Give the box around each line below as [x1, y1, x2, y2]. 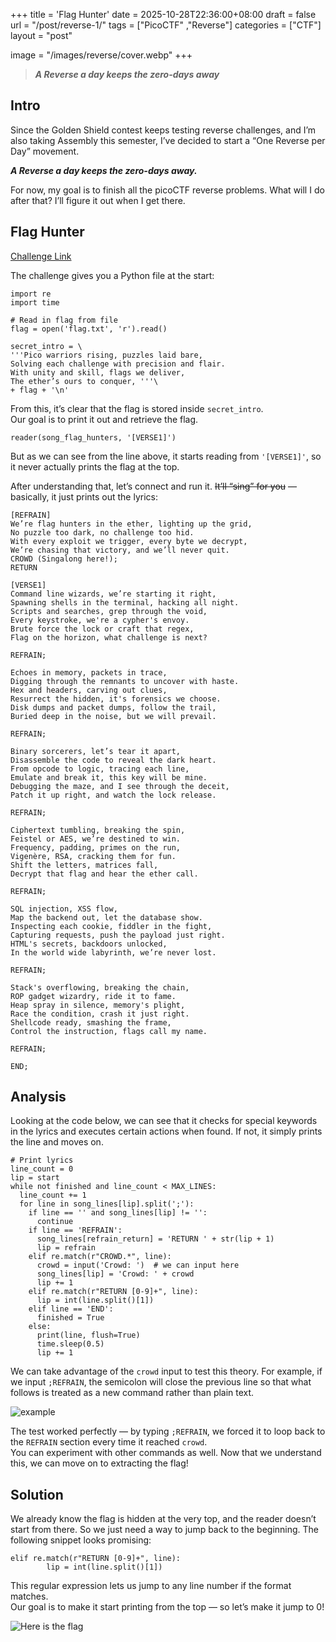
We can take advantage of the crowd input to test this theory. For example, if [10, 1365, 323, 1378]
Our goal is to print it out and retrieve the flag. [10, 413, 199, 425]
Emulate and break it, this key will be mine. [10, 772, 208, 783]
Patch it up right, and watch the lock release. [10, 790, 217, 800]
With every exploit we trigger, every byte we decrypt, [10, 536, 248, 546]
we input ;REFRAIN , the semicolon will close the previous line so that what [10, 1376, 312, 1388]
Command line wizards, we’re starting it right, [10, 589, 217, 599]
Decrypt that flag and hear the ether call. [10, 869, 199, 879]
